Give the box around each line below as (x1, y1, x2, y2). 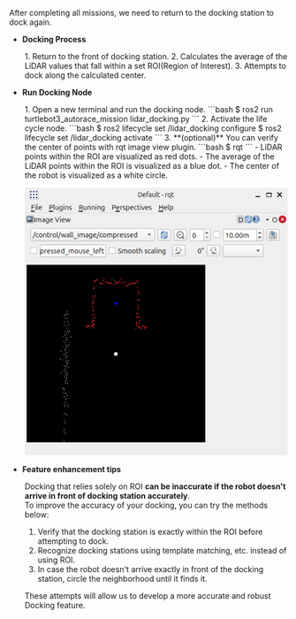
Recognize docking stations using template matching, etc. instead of (37, 545, 287, 555)
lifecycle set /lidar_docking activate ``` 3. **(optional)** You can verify (25, 133, 278, 142)
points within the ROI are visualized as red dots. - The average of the (25, 151, 276, 162)
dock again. (9, 17, 52, 27)
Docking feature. (25, 600, 86, 610)
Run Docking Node (21, 88, 93, 97)
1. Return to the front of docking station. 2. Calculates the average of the (25, 51, 288, 61)
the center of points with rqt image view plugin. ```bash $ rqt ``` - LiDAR (25, 141, 283, 152)
